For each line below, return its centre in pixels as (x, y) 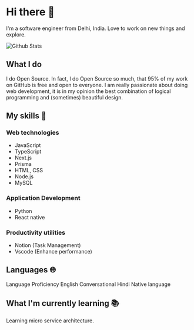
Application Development (43, 198)
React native (30, 217)
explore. (16, 34)
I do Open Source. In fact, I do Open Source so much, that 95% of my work (97, 78)
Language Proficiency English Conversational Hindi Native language (88, 284)
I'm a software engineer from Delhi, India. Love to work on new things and (96, 28)
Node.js (24, 176)
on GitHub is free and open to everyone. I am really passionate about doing (97, 85)
